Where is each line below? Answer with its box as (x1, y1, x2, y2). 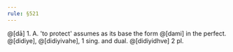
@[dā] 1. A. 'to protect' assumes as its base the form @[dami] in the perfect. (7, 29, 227, 37)
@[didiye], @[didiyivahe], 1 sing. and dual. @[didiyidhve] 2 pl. (7, 36, 184, 45)
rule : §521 (7, 10, 39, 17)
